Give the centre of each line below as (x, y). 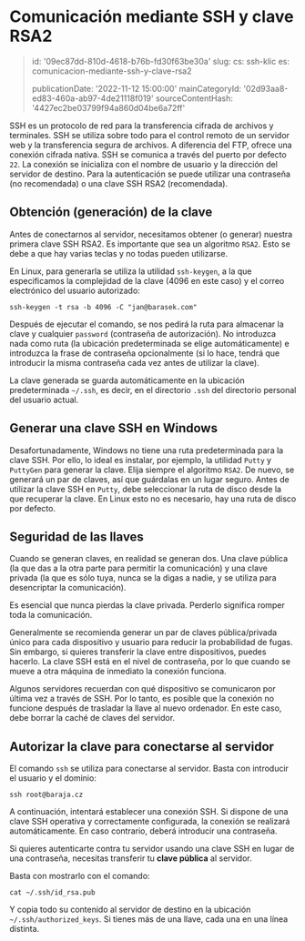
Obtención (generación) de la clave (111, 212)
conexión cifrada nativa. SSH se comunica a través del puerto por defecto (148, 154)
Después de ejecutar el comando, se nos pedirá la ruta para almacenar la (147, 324)
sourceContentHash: (194, 98)
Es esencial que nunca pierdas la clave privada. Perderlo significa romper (147, 605)
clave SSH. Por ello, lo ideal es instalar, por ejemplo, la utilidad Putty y (140, 460)
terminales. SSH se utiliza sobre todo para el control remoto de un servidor (149, 135)
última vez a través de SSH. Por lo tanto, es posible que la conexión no (142, 699)
